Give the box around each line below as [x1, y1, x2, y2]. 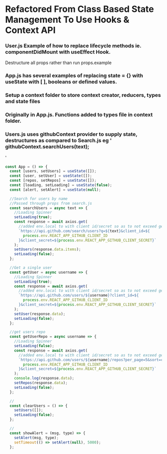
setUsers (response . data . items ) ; [14, 247, 81, 252]
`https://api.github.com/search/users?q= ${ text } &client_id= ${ [18, 228, 150, 233]
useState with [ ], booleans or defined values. [5, 78, 117, 85]
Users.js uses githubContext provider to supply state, [5, 131, 138, 138]
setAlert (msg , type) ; [14, 435, 59, 440]
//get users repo [9, 329, 46, 335]
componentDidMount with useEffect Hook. [5, 49, 111, 56]
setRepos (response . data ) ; [14, 380, 68, 385]
